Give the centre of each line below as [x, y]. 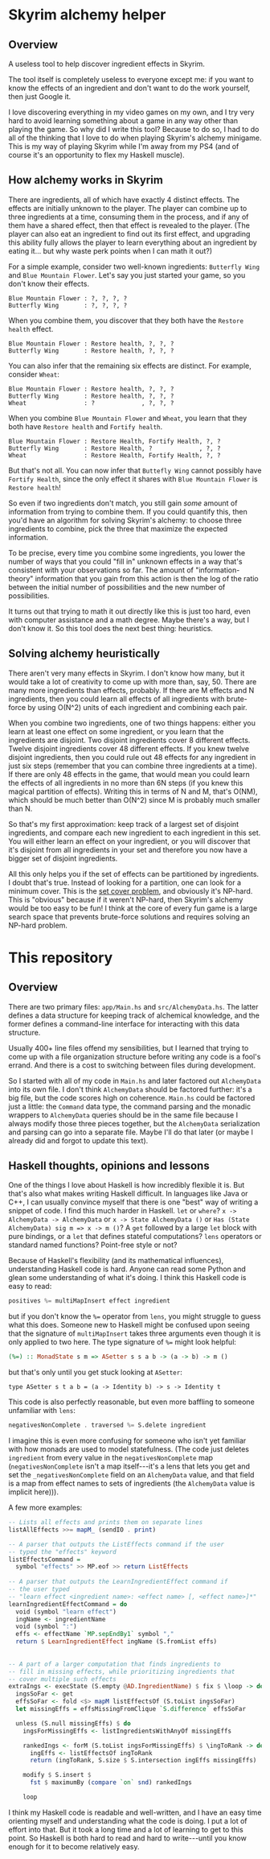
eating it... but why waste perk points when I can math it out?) [110, 250]
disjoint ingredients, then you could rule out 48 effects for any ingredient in [132, 757]
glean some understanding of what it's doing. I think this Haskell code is [127, 1278]
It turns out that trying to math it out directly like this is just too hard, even [129, 611]
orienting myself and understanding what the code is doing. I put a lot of [128, 1820]
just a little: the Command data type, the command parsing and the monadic [130, 1106]
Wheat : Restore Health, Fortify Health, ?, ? [115, 455]
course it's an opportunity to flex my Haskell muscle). [96, 155]
